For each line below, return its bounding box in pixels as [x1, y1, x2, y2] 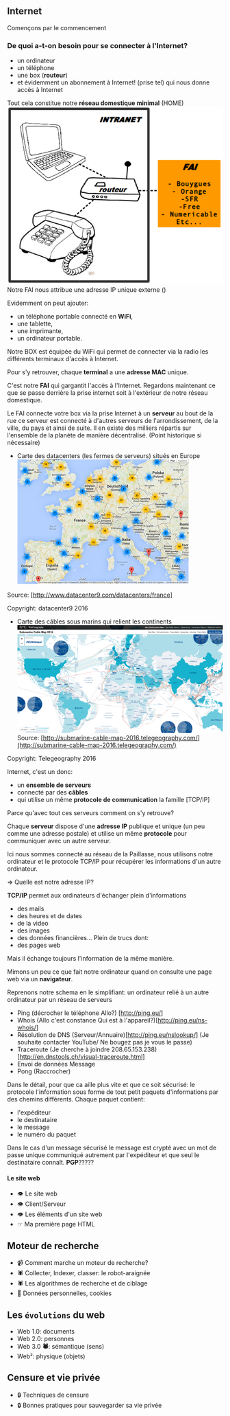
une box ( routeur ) [16, 71, 68, 80]
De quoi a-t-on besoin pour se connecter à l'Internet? [7, 41, 188, 50]
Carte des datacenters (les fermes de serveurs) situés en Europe [16, 452, 201, 460]
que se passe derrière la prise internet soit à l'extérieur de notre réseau [7, 389, 208, 397]
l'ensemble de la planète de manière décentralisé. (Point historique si [7, 431, 202, 439]
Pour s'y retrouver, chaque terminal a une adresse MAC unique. [7, 368, 189, 376]
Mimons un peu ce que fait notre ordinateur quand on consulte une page [7, 968, 212, 976]
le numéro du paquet [16, 1130, 77, 1139]
